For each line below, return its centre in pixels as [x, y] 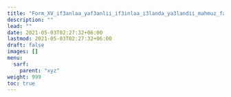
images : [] [23, 52]
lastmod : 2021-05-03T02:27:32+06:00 [59, 39]
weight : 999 [24, 77]
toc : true [21, 83]
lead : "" [20, 26]
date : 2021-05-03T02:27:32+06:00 [55, 32]
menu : [15, 58]
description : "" [30, 20]
